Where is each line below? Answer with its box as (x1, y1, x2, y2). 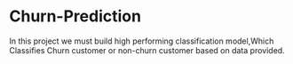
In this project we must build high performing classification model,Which (9, 36, 274, 46)
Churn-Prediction (9, 6, 142, 27)
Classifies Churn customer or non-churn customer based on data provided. (9, 44, 286, 55)
